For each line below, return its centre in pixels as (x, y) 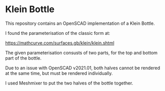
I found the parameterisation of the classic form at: (58, 33)
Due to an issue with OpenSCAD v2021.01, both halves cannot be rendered (83, 68)
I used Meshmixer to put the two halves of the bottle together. (69, 83)
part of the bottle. (23, 58)
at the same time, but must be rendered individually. (59, 73)
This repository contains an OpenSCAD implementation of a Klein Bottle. (80, 23)
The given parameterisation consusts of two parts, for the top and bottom (81, 53)
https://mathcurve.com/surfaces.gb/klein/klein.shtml (60, 43)
